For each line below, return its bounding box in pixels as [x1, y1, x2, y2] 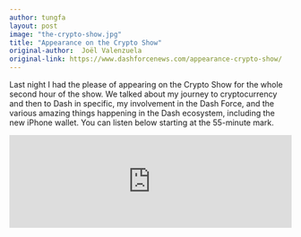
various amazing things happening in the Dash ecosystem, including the [9, 108, 275, 118]
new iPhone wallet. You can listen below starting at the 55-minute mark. [9, 117, 275, 128]
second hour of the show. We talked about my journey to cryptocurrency [9, 89, 278, 99]
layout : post [9, 21, 58, 30]
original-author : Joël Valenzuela [9, 47, 142, 55]
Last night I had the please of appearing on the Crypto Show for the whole [9, 80, 284, 89]
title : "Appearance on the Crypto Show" [9, 38, 163, 47]
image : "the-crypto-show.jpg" [9, 30, 123, 38]
